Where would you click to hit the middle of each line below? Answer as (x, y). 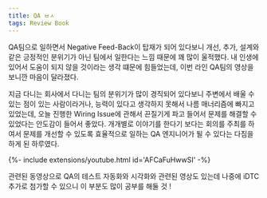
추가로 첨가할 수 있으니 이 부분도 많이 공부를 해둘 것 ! (90, 186)
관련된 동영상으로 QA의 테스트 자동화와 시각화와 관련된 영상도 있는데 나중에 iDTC (134, 176)
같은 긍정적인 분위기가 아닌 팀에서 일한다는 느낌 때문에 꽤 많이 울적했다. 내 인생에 (133, 57)
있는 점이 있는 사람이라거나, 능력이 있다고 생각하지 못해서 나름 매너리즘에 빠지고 (132, 104)
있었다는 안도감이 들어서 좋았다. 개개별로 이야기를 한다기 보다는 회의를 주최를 (128, 124)
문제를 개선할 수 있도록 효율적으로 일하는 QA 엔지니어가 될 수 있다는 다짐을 (138, 133)
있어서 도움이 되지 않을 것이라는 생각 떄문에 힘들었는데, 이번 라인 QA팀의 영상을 (131, 67)
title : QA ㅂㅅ (32, 16)
